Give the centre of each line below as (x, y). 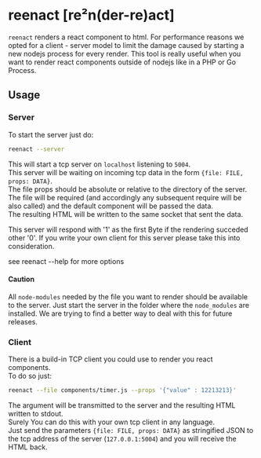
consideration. (31, 246)
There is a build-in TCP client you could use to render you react (111, 359)
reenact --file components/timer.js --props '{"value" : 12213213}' (122, 390)
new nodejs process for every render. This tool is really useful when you (125, 53)
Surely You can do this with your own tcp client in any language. (112, 422)
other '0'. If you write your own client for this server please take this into (124, 237)
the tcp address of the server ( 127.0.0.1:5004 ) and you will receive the (122, 438)
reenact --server (36, 149)
